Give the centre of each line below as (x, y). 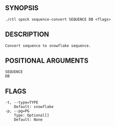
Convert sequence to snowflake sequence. (48, 46)
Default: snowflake (34, 107)
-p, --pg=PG (17, 111)
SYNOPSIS (22, 8)
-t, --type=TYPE (22, 102)
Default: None (28, 120)
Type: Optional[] (32, 115)
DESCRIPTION (27, 35)
